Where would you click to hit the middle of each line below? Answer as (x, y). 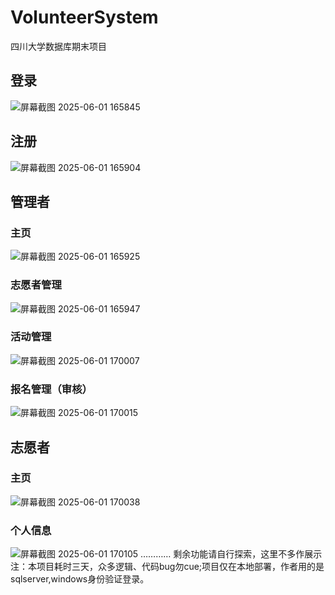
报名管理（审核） (51, 389)
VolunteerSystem (84, 17)
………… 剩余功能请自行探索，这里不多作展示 (231, 554)
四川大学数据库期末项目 (58, 46)
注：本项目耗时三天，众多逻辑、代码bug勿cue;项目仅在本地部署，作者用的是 (167, 567)
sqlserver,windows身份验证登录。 (80, 579)
